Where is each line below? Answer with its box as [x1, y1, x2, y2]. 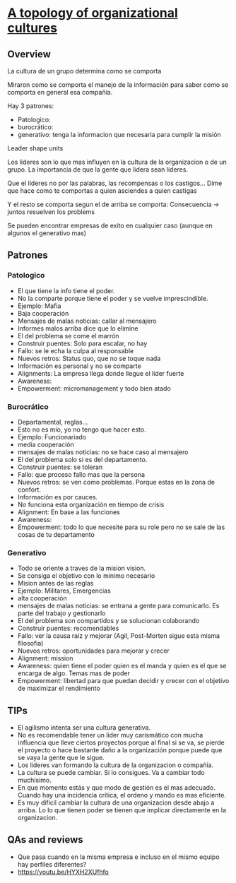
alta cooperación [17, 594, 67, 603]
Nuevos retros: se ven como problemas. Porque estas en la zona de [17, 478, 216, 486]
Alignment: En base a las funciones [17, 507, 120, 516]
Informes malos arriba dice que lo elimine [17, 324, 138, 333]
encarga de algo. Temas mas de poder [17, 669, 131, 677]
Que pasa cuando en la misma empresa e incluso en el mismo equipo [17, 853, 220, 861]
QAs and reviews [7, 834, 83, 846]
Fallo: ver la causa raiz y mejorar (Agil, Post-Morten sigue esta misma [17, 632, 220, 640]
